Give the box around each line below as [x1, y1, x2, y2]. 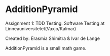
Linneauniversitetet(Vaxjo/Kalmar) [5, 25, 77, 31]
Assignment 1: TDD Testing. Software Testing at [5, 20, 105, 26]
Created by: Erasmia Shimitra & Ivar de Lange [5, 35, 100, 41]
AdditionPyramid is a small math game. [5, 45, 87, 51]
